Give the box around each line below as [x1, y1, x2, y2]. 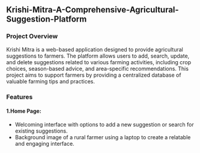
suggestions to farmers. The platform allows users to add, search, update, [6, 52, 190, 59]
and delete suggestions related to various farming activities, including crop [6, 58, 192, 65]
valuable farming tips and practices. [6, 77, 95, 85]
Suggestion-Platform [6, 14, 87, 25]
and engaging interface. [14, 140, 74, 147]
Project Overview [6, 32, 58, 41]
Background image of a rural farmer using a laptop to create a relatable [14, 133, 191, 140]
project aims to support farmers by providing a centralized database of [6, 71, 181, 79]
